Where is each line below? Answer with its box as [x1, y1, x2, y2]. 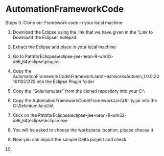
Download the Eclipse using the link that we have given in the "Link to [12, 29, 153, 35]
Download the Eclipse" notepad [12, 34, 77, 40]
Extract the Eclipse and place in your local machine [12, 44, 116, 50]
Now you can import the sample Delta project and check [12, 136, 127, 142]
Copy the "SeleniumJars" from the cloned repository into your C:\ [12, 88, 145, 94]
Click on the [12, 112, 37, 118]
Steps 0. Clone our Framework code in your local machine [5, 20, 123, 26]
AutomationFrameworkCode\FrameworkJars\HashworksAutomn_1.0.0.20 [12, 73, 160, 79]
